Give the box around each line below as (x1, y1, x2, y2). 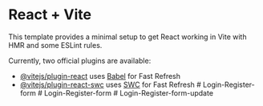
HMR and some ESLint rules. (8, 40, 103, 49)
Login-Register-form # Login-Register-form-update (43, 88, 214, 97)
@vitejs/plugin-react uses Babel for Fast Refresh (19, 71, 181, 80)
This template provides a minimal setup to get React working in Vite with (8, 32, 247, 41)
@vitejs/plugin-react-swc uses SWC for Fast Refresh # (19, 80, 202, 89)
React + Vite (8, 6, 92, 24)
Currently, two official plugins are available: (8, 56, 152, 65)
